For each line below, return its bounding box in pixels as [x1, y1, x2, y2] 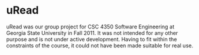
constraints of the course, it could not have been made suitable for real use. [6, 42, 194, 49]
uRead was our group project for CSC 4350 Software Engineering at [6, 23, 175, 30]
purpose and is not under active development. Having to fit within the [6, 35, 177, 43]
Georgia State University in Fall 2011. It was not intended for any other [6, 29, 179, 36]
